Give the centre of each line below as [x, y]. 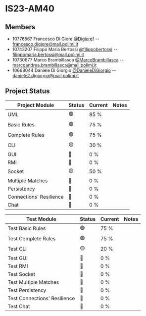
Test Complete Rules [32, 239]
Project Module [36, 105]
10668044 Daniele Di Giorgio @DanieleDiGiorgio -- [64, 70]
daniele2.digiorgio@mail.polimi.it [46, 76]
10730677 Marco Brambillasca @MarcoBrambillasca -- [68, 60]
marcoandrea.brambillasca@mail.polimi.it [54, 65]
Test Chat [19, 306]
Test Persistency [27, 290]
